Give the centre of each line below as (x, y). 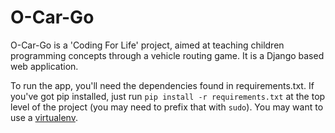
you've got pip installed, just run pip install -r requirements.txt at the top (168, 96)
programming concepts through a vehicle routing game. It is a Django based (167, 55)
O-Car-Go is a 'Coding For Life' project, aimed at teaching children (147, 45)
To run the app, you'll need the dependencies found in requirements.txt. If (162, 85)
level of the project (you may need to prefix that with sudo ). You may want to (167, 107)
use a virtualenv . (44, 117)
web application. (44, 66)
